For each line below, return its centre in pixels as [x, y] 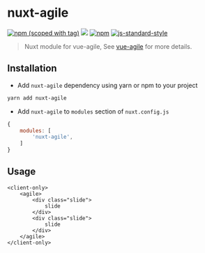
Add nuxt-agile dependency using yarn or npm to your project [107, 85]
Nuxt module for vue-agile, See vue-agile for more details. [108, 46]
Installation [32, 69]
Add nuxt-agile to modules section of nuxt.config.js [93, 111]
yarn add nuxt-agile [37, 98]
